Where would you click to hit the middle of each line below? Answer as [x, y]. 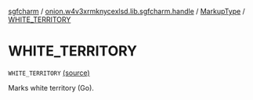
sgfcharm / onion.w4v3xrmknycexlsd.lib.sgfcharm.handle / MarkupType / [127, 11]
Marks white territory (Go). [51, 87]
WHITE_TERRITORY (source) [49, 73]
